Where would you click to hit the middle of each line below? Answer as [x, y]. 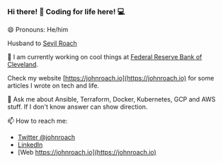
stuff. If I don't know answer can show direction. [78, 107]
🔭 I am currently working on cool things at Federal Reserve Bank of [105, 57]
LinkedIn [30, 145]
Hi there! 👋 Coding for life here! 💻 [66, 11]
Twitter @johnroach [46, 138]
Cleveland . [23, 65]
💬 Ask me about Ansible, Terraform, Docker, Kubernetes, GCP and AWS [111, 99]
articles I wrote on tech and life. [53, 86]
